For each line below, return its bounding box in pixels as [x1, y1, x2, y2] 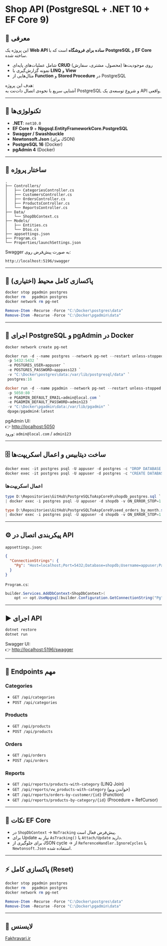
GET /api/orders [12, 753, 46, 758]
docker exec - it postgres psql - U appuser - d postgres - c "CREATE [5, 471, 146, 476]
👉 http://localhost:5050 [5, 424, 55, 430]
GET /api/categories [12, 695, 55, 700]
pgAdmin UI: [5, 418, 31, 424]
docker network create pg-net [5, 344, 68, 350]
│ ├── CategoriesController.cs [5, 188, 75, 193]
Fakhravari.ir [5, 936, 31, 942]
